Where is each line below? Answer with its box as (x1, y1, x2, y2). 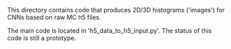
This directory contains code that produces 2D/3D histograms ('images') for (7, 6, 225, 14)
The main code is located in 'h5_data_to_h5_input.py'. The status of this (7, 27, 212, 35)
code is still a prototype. (7, 34, 77, 42)
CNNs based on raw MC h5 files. (7, 13, 102, 21)
